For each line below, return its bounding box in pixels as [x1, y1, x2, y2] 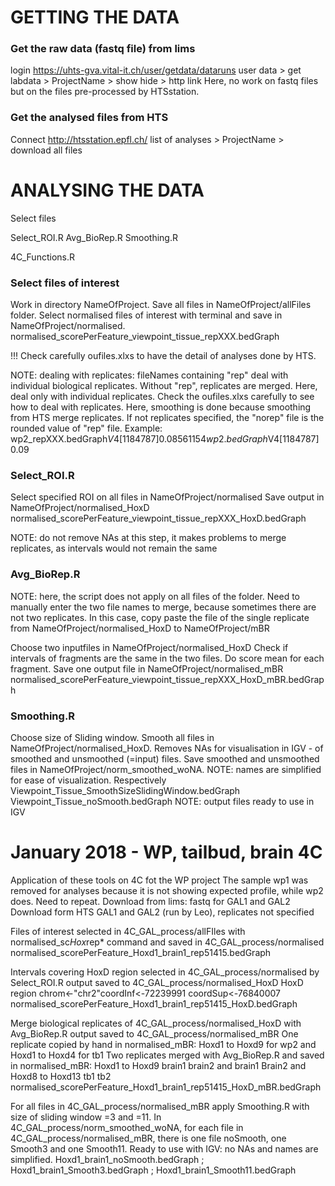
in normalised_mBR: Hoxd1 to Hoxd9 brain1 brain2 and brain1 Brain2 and [10, 1059, 307, 1071]
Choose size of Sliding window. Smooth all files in [10, 731, 215, 743]
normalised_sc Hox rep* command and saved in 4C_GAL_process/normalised [10, 936, 325, 948]
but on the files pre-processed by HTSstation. [10, 86, 200, 98]
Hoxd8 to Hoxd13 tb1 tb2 [10, 1070, 112, 1082]
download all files [10, 144, 83, 156]
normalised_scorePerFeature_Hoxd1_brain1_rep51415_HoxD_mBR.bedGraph [10, 1081, 322, 1093]
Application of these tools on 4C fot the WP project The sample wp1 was [10, 874, 309, 886]
